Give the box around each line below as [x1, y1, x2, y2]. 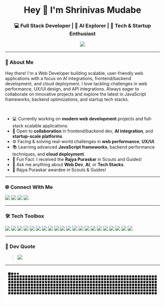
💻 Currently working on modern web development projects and [12, 116, 143, 122]
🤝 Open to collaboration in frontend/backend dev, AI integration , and [12, 128, 153, 134]
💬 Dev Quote [5, 243, 36, 250]
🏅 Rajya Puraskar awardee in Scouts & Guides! [12, 167, 107, 173]
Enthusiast [69, 31, 96, 37]
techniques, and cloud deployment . [12, 151, 85, 157]
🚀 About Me [5, 59, 34, 66]
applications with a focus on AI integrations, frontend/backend [5, 75, 132, 81]
